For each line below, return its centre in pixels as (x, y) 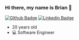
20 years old (24, 27)
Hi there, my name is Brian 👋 (39, 8)
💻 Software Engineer (33, 32)
